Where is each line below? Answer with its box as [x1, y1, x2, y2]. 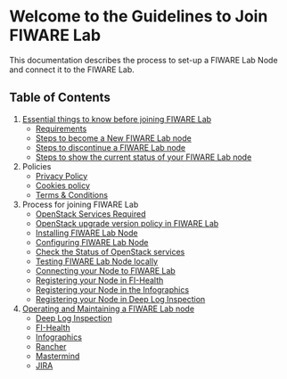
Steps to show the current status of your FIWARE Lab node [35, 152, 252, 162]
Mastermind [35, 350, 80, 361]
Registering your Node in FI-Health [35, 275, 164, 285]
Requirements [35, 123, 87, 134]
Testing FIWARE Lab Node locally [35, 256, 159, 267]
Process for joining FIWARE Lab [21, 199, 139, 210]
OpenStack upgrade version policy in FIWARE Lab [35, 218, 219, 228]
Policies [21, 161, 52, 171]
